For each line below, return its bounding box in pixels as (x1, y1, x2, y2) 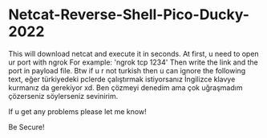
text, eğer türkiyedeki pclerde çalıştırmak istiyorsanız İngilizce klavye (8, 74, 236, 84)
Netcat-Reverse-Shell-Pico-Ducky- (8, 6, 250, 24)
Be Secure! (8, 122, 45, 132)
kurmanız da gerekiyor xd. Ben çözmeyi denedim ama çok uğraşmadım (8, 82, 243, 93)
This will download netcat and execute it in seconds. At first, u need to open (8, 49, 259, 58)
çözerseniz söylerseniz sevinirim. (8, 91, 119, 101)
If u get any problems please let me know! (8, 106, 147, 116)
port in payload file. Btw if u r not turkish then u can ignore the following (8, 65, 246, 75)
